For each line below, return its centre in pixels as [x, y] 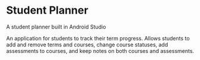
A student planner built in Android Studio [56, 27]
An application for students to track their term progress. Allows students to [98, 38]
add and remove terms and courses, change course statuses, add [87, 45]
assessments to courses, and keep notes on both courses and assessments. [100, 50]
